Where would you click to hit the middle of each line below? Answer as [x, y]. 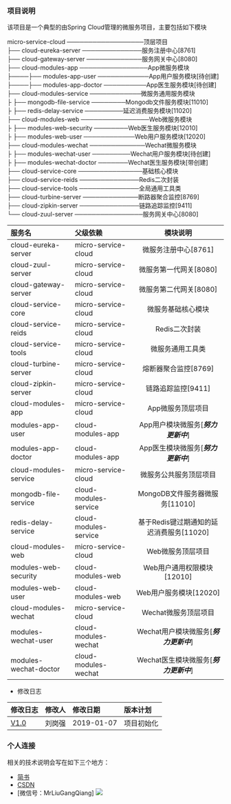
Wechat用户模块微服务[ [175, 632]
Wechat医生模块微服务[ [175, 660]
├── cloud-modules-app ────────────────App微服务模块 [99, 68]
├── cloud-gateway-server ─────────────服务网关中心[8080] [102, 59]
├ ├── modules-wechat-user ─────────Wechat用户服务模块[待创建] [109, 154]
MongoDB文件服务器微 [175, 494]
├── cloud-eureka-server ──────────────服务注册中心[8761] [101, 50]
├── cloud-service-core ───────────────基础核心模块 [93, 171]
